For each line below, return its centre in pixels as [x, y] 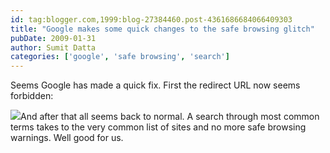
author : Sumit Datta [53, 47]
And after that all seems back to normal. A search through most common [170, 117]
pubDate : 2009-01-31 [53, 38]
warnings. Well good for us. [67, 138]
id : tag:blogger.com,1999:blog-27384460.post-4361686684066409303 [151, 19]
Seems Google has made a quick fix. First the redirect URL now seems [155, 85]
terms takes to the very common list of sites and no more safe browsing [158, 127]
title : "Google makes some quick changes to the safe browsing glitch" [162, 29]
